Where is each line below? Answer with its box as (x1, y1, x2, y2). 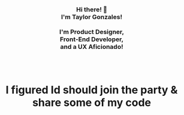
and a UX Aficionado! (60, 42, 123, 51)
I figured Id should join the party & (5, 83, 178, 97)
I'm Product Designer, (59, 27, 125, 36)
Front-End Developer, (59, 35, 124, 43)
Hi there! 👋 (76, 5, 108, 14)
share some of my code (32, 96, 152, 110)
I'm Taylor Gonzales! (61, 13, 123, 21)
